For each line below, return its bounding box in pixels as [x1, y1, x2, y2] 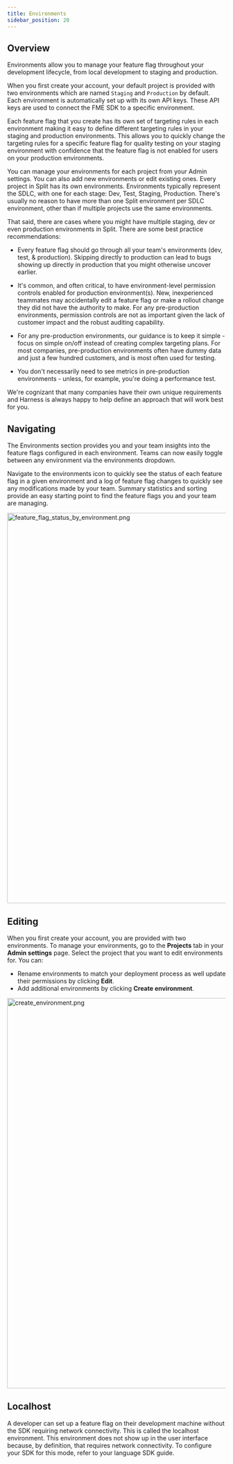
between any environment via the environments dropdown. [7, 456, 176, 465]
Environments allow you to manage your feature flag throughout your [7, 60, 205, 69]
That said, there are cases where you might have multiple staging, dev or [7, 218, 216, 226]
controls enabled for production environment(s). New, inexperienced [17, 289, 214, 297]
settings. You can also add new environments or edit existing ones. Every [7, 175, 216, 183]
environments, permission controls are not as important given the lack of [17, 311, 225, 319]
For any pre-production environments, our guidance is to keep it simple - [17, 332, 225, 340]
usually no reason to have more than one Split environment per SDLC [7, 197, 205, 205]
